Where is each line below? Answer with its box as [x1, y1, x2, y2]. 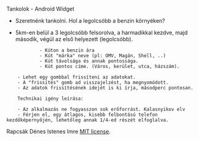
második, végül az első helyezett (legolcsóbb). [15, 36, 133, 42]
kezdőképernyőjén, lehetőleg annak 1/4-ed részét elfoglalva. [6, 117, 169, 123]
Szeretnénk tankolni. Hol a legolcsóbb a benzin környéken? [15, 17, 166, 24]
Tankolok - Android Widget [6, 6, 75, 12]
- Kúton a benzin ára [39, 47, 95, 53]
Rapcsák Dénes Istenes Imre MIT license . [6, 128, 111, 135]
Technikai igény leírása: [17, 96, 84, 102]
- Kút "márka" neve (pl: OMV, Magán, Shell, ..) [39, 53, 166, 59]
